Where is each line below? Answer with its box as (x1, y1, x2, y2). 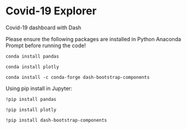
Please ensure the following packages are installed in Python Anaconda (5, 35, 182, 42)
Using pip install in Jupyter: (5, 85, 73, 92)
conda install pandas (5, 53, 60, 59)
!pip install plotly (5, 106, 57, 113)
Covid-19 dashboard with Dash (5, 24, 82, 31)
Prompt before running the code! (5, 42, 86, 49)
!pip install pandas (5, 96, 57, 102)
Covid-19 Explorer (5, 4, 96, 18)
